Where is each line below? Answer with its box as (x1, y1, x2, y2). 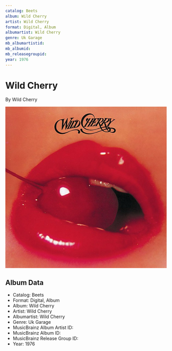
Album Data (5, 278, 44, 287)
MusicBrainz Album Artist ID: (12, 324, 74, 331)
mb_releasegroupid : (5, 51, 47, 56)
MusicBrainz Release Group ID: (12, 336, 78, 342)
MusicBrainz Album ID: (12, 330, 61, 336)
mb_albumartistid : (5, 41, 45, 46)
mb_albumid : (5, 46, 31, 51)
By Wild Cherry (5, 96, 37, 102)
